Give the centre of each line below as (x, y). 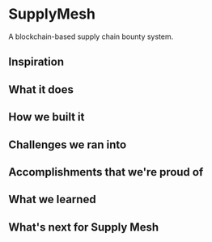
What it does (41, 89)
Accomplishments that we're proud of (106, 172)
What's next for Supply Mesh (84, 227)
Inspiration (36, 62)
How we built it (47, 117)
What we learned (52, 200)
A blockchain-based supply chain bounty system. (91, 36)
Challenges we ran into (68, 144)
